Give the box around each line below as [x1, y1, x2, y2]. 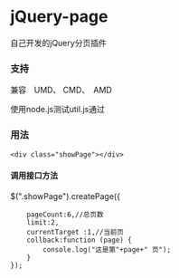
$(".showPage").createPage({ [10, 190, 121, 201]
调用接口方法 [10, 170, 58, 181]
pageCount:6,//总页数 [26, 210, 104, 219]
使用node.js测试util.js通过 [10, 104, 105, 115]
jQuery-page [10, 6, 108, 27]
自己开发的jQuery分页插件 [10, 37, 107, 48]
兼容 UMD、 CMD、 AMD [10, 84, 112, 96]
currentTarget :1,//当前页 [26, 227, 125, 236]
